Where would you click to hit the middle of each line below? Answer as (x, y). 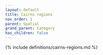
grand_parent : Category (30, 28)
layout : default (22, 10)
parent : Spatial (22, 24)
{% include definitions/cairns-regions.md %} (51, 47)
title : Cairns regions (29, 14)
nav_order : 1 (19, 19)
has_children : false (27, 33)
